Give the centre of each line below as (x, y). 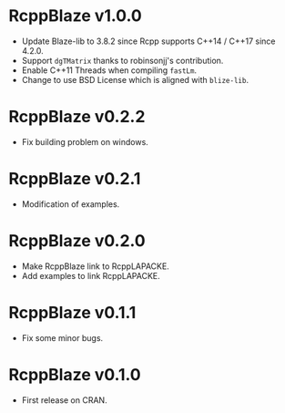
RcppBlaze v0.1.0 (75, 374)
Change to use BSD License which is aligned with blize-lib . (135, 79)
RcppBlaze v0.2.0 (77, 241)
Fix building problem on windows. (85, 141)
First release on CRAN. (64, 400)
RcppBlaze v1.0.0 (75, 16)
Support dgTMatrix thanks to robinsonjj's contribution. (122, 60)
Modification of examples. (71, 204)
